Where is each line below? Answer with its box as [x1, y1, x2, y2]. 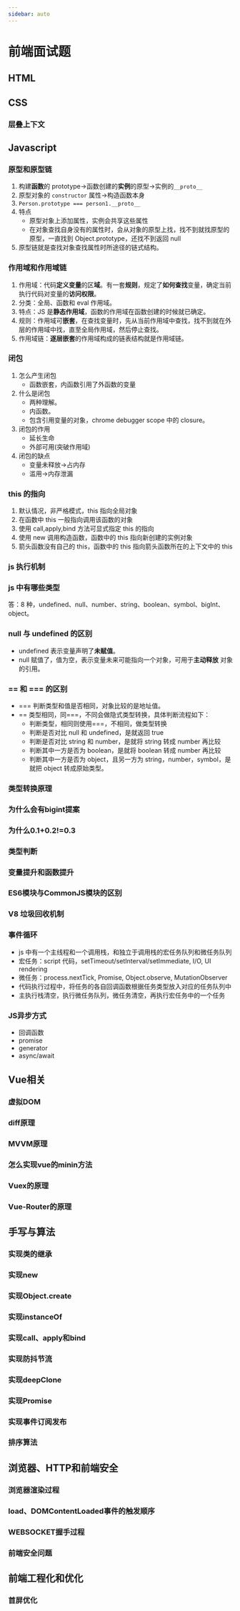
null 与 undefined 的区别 [8, 629, 93, 639]
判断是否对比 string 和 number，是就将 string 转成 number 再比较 [29, 737, 221, 746]
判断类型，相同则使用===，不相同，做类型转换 [29, 719, 167, 728]
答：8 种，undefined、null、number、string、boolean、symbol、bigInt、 [8, 601, 224, 609]
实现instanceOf [8, 1312, 63, 1322]
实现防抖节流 [8, 1354, 53, 1364]
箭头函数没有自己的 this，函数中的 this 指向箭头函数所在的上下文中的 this [18, 542, 233, 551]
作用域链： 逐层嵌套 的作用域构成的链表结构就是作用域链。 [18, 333, 188, 343]
